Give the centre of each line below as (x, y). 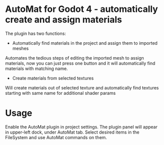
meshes (20, 48)
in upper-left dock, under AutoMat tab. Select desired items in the (72, 132)
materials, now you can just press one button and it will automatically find (80, 63)
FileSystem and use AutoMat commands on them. (56, 137)
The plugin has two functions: (36, 33)
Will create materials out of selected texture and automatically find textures (82, 87)
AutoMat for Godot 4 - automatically (82, 9)
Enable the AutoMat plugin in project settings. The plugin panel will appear (81, 127)
